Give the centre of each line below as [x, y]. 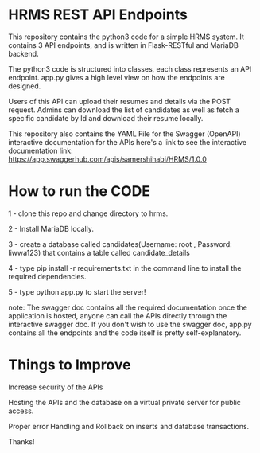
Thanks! [21, 441]
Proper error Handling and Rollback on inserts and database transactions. [129, 426]
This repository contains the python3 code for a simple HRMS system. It [126, 37]
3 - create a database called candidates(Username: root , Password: [120, 244]
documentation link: [41, 150]
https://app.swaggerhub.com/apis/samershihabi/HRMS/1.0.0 [107, 159]
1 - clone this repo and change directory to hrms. [88, 213]
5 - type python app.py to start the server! [77, 291]
